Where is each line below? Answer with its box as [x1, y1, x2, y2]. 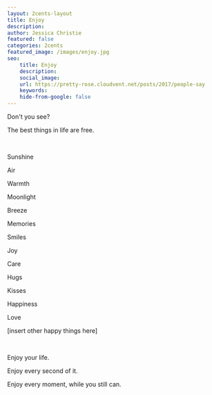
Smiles [7, 233, 26, 241]
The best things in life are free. [7, 126, 95, 134]
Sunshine [7, 153, 35, 161]
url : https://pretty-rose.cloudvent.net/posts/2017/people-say [19, 81, 206, 88]
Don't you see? [7, 113, 50, 121]
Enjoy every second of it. [7, 367, 78, 375]
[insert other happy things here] [7, 327, 98, 335]
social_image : [19, 74, 60, 81]
